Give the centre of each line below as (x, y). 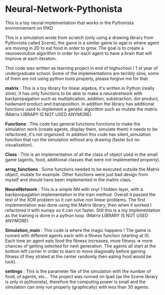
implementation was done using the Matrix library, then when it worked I (78, 205)
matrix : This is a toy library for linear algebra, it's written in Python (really (80, 88)
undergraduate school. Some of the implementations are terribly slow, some (82, 73)
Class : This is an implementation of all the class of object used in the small (82, 154)
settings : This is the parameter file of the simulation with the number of (78, 271)
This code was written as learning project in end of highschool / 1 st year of (82, 68)
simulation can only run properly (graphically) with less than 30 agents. (77, 287)
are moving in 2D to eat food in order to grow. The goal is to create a (74, 48)
